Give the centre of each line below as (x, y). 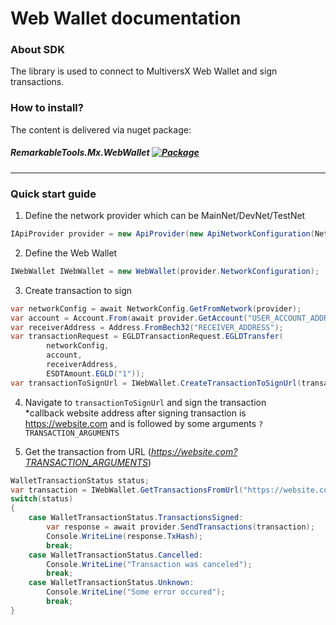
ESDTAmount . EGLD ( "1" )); (95, 373)
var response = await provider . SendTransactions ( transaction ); (180, 527)
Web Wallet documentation (126, 18)
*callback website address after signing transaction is (135, 413)
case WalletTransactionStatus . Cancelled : (115, 555)
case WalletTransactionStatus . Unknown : (111, 583)
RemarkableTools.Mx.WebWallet (80, 153)
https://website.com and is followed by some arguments (140, 423)
